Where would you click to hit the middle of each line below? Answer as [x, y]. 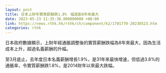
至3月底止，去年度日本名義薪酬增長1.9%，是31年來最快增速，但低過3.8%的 [83, 59]
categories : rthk [23, 28]
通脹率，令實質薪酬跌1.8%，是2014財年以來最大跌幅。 [61, 66]
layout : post [19, 10]
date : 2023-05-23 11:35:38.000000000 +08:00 [52, 19]
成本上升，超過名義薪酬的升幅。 [38, 49]
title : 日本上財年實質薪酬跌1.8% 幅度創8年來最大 [52, 14]
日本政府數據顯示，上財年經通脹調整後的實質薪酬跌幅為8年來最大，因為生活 [83, 43]
